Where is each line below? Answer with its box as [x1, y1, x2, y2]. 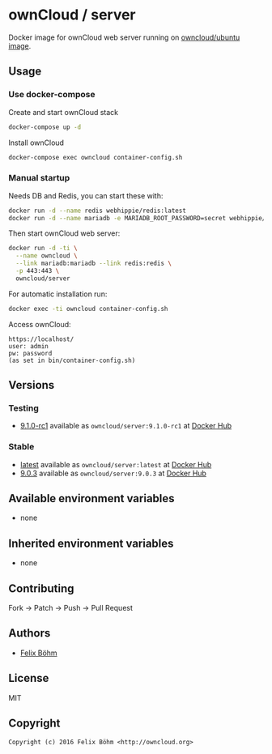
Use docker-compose [8, 89, 96, 100]
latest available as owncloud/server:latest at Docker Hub [19, 459, 212, 469]
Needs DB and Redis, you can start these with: [8, 190, 164, 200]
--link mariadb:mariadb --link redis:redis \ [15, 259, 172, 268]
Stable [8, 441, 35, 453]
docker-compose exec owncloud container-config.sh [8, 153, 183, 161]
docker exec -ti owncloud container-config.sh [8, 305, 168, 313]
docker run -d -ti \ [8, 245, 79, 253]
